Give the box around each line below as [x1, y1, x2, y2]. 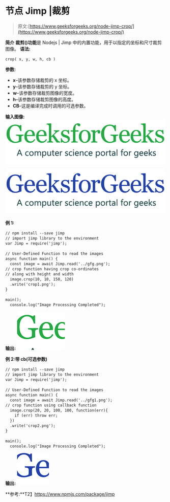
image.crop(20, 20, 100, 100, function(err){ [10, 408, 108, 413]
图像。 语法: [5, 46, 31, 52]
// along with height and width [5, 272, 74, 277]
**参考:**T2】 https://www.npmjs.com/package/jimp [5, 491, 115, 497]
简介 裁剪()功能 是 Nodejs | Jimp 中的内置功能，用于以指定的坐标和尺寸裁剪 [5, 39, 162, 46]
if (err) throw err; [14, 413, 58, 418]
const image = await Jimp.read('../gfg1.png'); [10, 398, 113, 403]
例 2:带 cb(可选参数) [5, 356, 47, 362]
